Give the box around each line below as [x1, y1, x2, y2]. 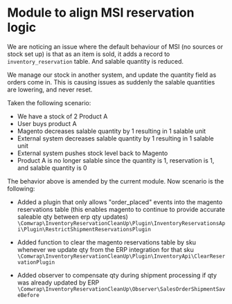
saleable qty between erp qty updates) [17, 213, 128, 221]
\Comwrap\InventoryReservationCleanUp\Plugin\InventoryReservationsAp [17, 220, 226, 226]
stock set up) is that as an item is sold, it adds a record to [7, 50, 170, 58]
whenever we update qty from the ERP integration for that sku [17, 245, 194, 253]
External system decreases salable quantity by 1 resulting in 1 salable [17, 134, 214, 143]
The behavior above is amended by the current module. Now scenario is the [7, 177, 224, 185]
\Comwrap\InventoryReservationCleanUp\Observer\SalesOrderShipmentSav [17, 285, 226, 292]
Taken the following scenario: [7, 98, 91, 107]
